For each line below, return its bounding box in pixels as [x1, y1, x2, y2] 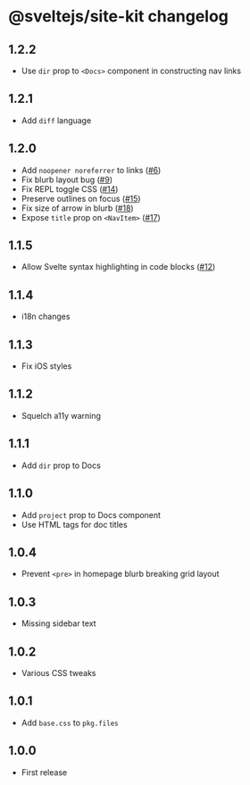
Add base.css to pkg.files [21, 717, 119, 728]
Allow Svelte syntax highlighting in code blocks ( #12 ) [21, 262, 216, 272]
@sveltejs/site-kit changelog [8, 6, 229, 27]
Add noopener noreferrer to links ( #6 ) [21, 164, 162, 175]
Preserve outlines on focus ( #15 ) [21, 193, 141, 204]
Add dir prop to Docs [21, 460, 102, 471]
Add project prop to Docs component [21, 509, 162, 520]
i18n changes [21, 311, 71, 322]
